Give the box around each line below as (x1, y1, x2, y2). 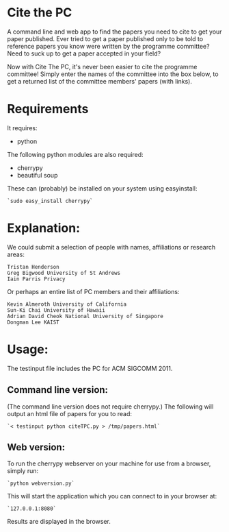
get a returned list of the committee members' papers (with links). (7, 77, 193, 85)
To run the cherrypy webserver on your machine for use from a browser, (7, 459, 211, 468)
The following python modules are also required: (7, 150, 144, 158)
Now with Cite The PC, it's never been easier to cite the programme (7, 62, 198, 71)
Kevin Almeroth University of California (7, 300, 127, 308)
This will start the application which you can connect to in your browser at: (7, 492, 217, 500)
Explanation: (7, 221, 81, 236)
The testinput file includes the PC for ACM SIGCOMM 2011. (7, 364, 173, 372)
